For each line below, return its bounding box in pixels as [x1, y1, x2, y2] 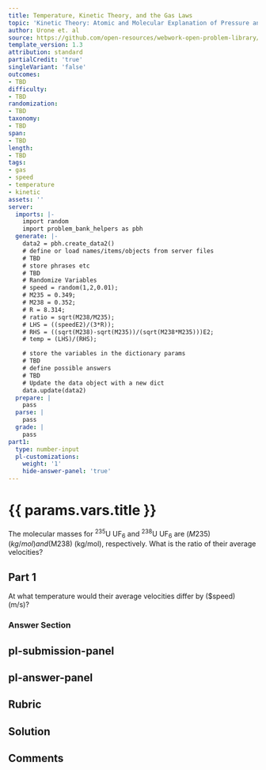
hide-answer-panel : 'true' [22, 468, 112, 476]
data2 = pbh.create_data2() [22, 240, 115, 248]
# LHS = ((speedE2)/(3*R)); [22, 321, 115, 328]
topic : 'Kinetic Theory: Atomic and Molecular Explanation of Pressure [8, 19, 249, 27]
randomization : [8, 100, 59, 108]
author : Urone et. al [8, 26, 80, 34]
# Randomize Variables [22, 276, 97, 285]
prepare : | [15, 393, 51, 402]
